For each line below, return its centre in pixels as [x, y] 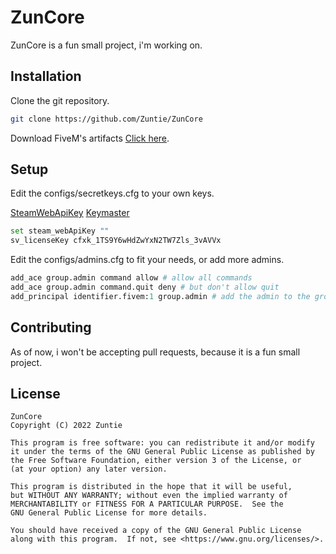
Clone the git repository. [60, 100]
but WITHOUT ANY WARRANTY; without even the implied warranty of [149, 496]
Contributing [51, 327]
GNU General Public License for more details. [109, 513]
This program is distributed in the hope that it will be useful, [151, 487]
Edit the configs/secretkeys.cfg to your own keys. [112, 193]
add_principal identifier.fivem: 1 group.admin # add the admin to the [160, 296]
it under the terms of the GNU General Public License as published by [162, 452]
